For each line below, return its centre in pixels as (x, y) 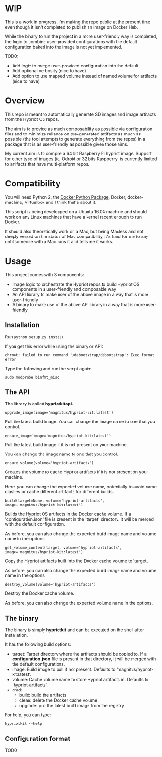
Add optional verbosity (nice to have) (49, 70)
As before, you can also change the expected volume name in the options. (79, 603)
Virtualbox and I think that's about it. (60, 202)
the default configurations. (38, 664)
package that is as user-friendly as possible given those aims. (67, 144)
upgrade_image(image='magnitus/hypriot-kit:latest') (59, 413)
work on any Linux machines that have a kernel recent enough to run (74, 217)
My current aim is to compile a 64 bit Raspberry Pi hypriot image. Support (79, 153)
